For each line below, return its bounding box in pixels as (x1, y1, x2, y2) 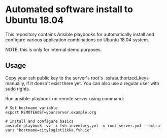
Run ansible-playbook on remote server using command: (5, 95, 124, 101)
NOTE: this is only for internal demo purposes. (5, 46, 102, 52)
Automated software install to (5, 4, 133, 15)
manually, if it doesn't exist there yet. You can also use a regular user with (5, 80, 159, 86)
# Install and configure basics (5, 119, 74, 124)
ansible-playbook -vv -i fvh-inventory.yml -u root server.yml (5, 123, 142, 128)
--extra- (144, 123, 162, 128)
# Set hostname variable (5, 105, 58, 111)
